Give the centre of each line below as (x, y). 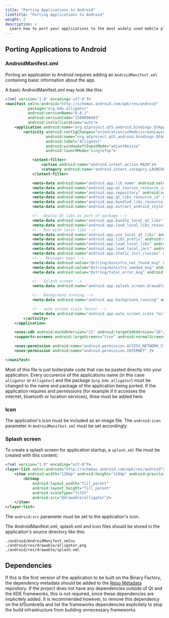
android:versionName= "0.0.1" (58, 113)
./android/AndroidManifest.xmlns (40, 541)
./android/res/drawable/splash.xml (43, 550)
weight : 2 (16, 19)
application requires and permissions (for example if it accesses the (75, 391)
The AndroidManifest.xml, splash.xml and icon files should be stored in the (82, 526)
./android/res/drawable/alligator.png (46, 546)
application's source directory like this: (45, 532)
